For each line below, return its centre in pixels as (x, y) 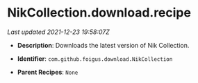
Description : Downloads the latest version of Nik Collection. (103, 45)
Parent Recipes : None (48, 72)
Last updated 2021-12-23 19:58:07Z (58, 32)
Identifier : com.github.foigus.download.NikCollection (95, 58)
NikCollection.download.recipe (99, 13)
